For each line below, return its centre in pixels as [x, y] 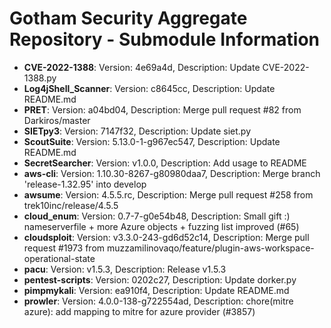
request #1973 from [64, 248]
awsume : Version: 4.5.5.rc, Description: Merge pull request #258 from [168, 194]
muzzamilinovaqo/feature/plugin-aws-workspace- [210, 248]
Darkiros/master [57, 120]
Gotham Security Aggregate [128, 18]
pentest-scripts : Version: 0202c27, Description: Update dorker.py [160, 279]
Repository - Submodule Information [165, 39]
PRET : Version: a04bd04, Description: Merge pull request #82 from [162, 109]
